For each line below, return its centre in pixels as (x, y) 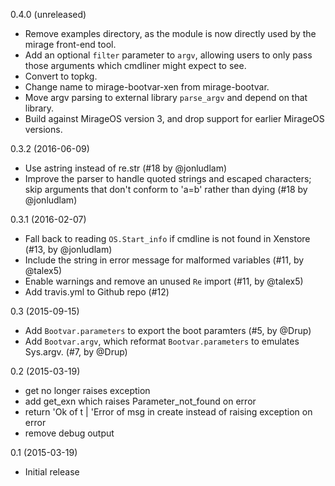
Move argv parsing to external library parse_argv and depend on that (166, 97)
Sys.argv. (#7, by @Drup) (76, 352)
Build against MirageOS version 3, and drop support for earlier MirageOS (174, 118)
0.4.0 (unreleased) (48, 14)
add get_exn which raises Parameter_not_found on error (140, 401)
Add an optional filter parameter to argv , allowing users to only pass (168, 55)
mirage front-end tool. (70, 44)
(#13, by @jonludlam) (68, 249)
